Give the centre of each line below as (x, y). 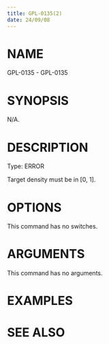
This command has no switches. (52, 227)
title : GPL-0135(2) (35, 13)
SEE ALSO (36, 332)
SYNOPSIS (38, 101)
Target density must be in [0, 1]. (51, 180)
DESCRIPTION (48, 147)
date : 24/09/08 (29, 20)
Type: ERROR (26, 166)
